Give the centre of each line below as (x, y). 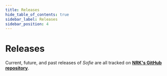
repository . (17, 68)
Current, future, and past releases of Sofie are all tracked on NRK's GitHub (83, 63)
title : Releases (22, 10)
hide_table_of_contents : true (37, 15)
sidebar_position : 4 (27, 24)
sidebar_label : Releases (31, 19)
